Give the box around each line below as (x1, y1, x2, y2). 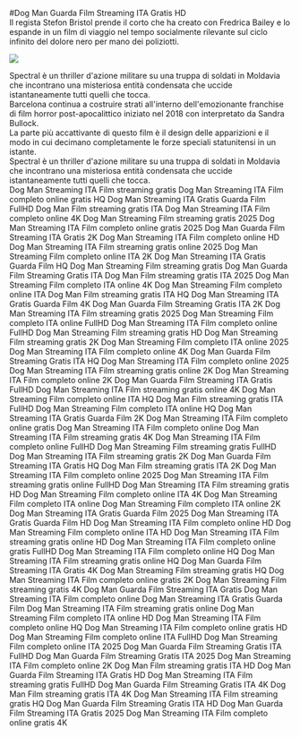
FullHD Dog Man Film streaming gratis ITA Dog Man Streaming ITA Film (9, 203, 270, 214)
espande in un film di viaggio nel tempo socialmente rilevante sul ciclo (9, 27, 269, 37)
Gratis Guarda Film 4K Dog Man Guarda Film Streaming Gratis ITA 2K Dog (9, 299, 280, 309)
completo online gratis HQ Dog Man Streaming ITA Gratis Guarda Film (9, 194, 266, 204)
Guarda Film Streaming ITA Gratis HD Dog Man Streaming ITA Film (9, 670, 253, 680)
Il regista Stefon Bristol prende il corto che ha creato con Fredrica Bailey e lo (9, 17, 291, 28)
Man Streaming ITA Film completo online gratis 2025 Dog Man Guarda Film (9, 223, 285, 233)
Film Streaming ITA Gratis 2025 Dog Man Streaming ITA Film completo (9, 707, 269, 718)
